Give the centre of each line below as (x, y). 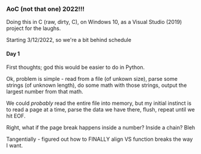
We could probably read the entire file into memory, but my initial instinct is (99, 103)
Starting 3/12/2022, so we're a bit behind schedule (69, 40)
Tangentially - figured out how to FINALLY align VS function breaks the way (100, 139)
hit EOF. (16, 116)
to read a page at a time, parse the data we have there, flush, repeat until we (100, 109)
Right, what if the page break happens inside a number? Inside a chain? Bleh (101, 127)
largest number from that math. (45, 91)
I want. (14, 145)
